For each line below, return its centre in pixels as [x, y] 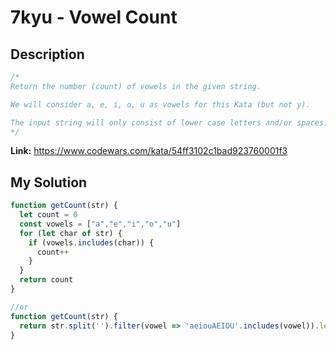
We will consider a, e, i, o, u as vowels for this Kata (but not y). [160, 104]
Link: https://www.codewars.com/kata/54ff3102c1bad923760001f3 [149, 151]
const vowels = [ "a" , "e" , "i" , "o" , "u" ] [100, 224]
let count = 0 [48, 215]
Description [47, 54]
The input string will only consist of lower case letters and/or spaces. [169, 122]
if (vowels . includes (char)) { [91, 242]
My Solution [49, 182]
